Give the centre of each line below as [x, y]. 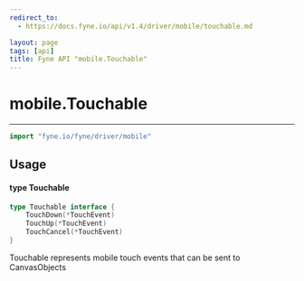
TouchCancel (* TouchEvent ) [75, 232]
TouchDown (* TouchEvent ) [71, 215]
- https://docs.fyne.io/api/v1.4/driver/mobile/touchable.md [135, 26]
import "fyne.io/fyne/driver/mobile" [81, 136]
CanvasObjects [38, 267]
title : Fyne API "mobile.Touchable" [78, 60]
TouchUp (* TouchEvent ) [66, 224]
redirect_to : [34, 18]
